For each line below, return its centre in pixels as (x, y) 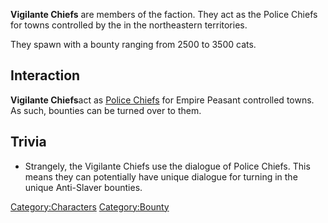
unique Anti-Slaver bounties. (83, 187)
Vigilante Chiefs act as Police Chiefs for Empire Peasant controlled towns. (162, 100)
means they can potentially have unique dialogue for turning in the (161, 176)
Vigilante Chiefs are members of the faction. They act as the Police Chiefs (164, 14)
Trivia (28, 142)
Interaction (45, 75)
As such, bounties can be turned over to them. (106, 110)
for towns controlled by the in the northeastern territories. (129, 25)
